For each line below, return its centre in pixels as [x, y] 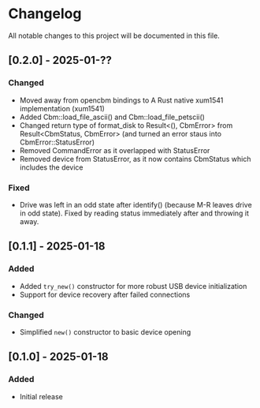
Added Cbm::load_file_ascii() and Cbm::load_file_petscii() [112, 117]
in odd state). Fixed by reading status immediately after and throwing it [134, 213]
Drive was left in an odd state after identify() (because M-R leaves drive [136, 204]
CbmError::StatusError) [57, 142]
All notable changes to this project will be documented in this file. [114, 36]
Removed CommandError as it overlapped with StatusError [115, 150]
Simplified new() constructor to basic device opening [105, 331]
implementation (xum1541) [62, 108]
